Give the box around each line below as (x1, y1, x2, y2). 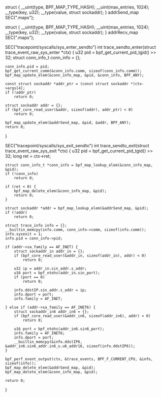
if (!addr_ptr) (5, 90, 36, 95)
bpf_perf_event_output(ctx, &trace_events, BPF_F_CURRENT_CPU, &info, (5, 357, 153, 362)
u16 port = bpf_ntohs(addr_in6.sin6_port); (14, 327, 105, 331)
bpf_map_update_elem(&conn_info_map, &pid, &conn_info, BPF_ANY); (5, 73, 144, 78)
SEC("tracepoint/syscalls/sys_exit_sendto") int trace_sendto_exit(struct (5, 143, 149, 148)
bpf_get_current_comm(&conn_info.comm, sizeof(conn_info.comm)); (5, 68, 142, 73)
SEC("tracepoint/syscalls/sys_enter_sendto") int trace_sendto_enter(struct (5, 44, 156, 50)
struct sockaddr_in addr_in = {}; (14, 249, 85, 254)
